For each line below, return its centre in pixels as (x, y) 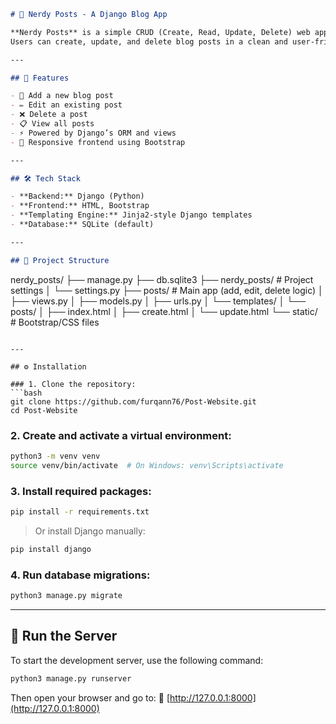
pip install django (51, 549)
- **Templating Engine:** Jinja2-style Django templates (131, 215)
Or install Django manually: (90, 531)
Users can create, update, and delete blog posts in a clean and (149, 41)
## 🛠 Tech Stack (45, 178)
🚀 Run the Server (64, 636)
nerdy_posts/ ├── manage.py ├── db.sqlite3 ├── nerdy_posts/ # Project (162, 279)
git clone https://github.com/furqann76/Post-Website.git (133, 401)
